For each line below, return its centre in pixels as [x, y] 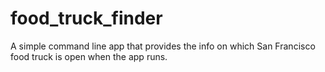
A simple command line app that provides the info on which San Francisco [163, 46]
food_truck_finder [86, 18]
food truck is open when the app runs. [89, 56]
